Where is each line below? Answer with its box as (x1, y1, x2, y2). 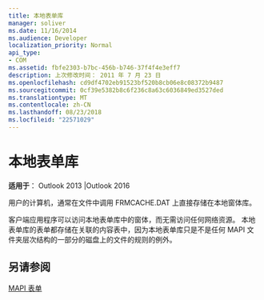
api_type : (8, 49, 42, 57)
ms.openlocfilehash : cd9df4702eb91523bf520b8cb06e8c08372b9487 (8, 78, 224, 86)
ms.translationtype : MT (8, 94, 88, 102)
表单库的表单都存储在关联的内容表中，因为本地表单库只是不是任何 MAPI (8, 225, 246, 234)
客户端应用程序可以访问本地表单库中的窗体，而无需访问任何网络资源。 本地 (8, 214, 256, 224)
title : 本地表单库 (8, 11, 64, 20)
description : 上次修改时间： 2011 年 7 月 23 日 (8, 71, 162, 79)
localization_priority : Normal (8, 42, 113, 50)
